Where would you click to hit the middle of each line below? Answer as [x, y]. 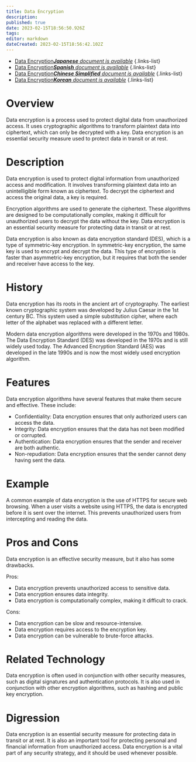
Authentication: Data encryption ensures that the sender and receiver [98, 441]
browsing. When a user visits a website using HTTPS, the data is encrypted [97, 506]
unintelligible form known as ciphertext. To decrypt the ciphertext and [90, 191]
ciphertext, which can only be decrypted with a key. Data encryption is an [95, 132]
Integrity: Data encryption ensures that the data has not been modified [99, 429]
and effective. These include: [41, 405]
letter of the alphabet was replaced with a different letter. [75, 322]
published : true [26, 22]
